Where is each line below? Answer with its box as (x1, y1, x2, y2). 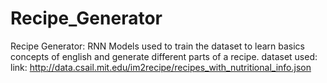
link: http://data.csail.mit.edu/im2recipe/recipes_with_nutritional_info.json (10, 61, 312, 73)
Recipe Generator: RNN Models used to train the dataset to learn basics (10, 40, 305, 52)
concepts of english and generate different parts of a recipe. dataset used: (10, 50, 318, 62)
